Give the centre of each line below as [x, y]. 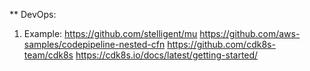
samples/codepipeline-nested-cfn [94, 44]
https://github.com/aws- [250, 33]
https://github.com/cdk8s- [221, 44]
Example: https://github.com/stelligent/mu [110, 33]
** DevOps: [33, 14]
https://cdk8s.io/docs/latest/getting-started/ [167, 55]
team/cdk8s [48, 55]
